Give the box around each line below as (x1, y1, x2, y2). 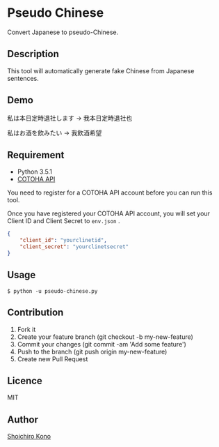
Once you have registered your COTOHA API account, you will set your (7, 209, 211, 218)
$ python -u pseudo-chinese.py (7, 287, 98, 294)
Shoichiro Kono (7, 432, 51, 441)
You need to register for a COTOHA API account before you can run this (7, 188, 213, 197)
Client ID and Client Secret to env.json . (7, 217, 120, 225)
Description (7, 48, 59, 60)
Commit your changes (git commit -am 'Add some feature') (17, 340, 186, 348)
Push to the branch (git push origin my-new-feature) (17, 347, 168, 356)
